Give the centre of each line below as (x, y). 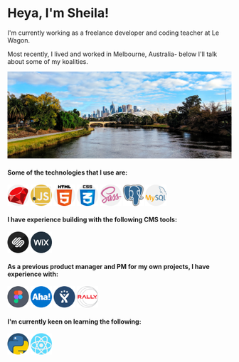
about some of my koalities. (48, 61)
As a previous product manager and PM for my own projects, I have (108, 267)
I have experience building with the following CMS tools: (92, 220)
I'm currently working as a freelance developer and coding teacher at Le (113, 33)
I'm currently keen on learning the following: (74, 322)
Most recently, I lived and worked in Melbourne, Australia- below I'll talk (112, 54)
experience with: (33, 274)
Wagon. (19, 40)
